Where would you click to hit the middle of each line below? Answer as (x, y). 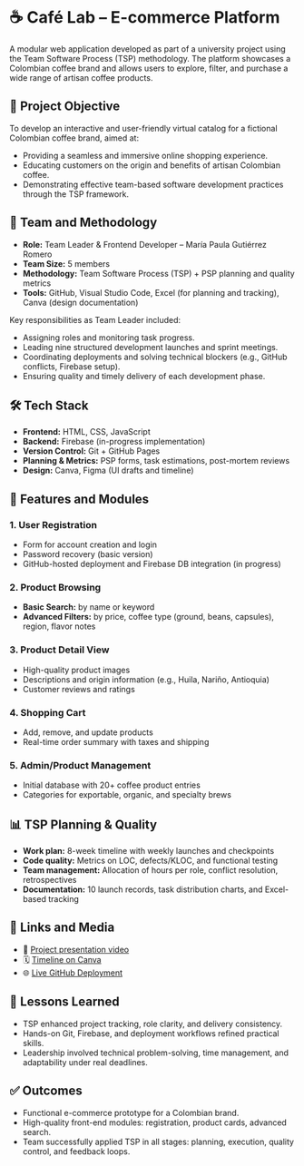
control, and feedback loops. (76, 1151)
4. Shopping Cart (48, 712)
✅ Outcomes (46, 1091)
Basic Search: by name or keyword (88, 607)
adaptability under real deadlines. (85, 1062)
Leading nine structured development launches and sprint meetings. (150, 347)
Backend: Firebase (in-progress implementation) (114, 442)
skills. (33, 1043)
